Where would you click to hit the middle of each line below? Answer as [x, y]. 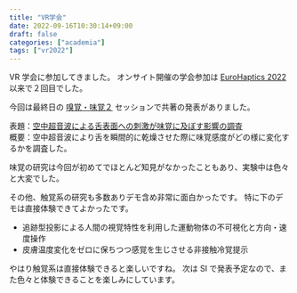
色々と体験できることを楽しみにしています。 [98, 280]
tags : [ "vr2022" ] [41, 51]
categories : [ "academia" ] [57, 42]
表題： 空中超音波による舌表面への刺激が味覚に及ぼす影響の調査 [126, 126]
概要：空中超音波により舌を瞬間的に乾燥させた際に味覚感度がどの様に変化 [145, 137]
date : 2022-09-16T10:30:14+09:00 [71, 26]
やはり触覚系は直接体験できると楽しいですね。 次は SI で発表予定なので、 [144, 269]
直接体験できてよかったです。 [79, 208]
